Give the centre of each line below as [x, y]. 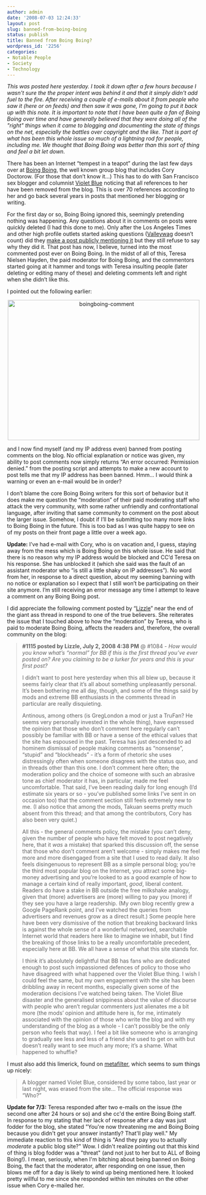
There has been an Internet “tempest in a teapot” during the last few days [100, 164]
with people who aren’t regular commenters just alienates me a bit [105, 1007]
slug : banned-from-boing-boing [47, 29]
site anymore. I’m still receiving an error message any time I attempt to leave [103, 590]
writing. [17, 202]
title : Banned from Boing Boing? [50, 40]
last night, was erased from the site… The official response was [102, 1089]
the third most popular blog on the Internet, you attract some [98, 871]
